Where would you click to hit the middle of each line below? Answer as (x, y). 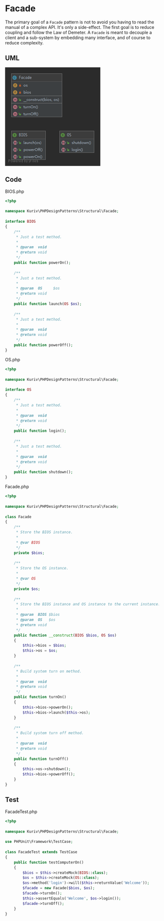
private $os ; (27, 589)
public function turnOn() (40, 697)
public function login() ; (40, 431)
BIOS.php (15, 191)
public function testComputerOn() (49, 862)
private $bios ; (29, 553)
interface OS (18, 390)
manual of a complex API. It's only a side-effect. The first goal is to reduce (80, 27)
